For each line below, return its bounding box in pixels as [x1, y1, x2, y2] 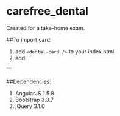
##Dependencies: [6, 78, 51, 85]
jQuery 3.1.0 [15, 102, 45, 110]
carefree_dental [6, 4, 88, 18]
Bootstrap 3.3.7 [15, 96, 54, 103]
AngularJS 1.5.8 [15, 89, 55, 97]
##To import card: [6, 36, 52, 43]
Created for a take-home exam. [6, 24, 85, 32]
